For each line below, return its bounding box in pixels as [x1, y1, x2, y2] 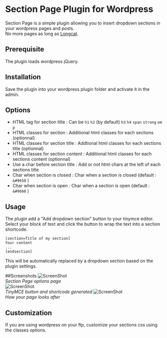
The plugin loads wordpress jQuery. [5, 58, 79, 64]
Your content [5, 241, 32, 246]
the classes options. [5, 327, 46, 333]
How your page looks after [5, 294, 60, 300]
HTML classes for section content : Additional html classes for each [12, 151, 152, 157]
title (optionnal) [12, 146, 44, 152]
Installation [5, 73, 41, 81]
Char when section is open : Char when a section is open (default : [12, 183, 150, 189]
